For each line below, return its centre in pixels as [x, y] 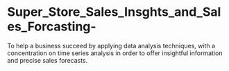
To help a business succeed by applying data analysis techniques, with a [111, 45]
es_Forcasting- [52, 27]
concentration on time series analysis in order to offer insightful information [115, 53]
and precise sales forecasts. [48, 60]
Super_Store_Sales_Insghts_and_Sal [114, 12]
